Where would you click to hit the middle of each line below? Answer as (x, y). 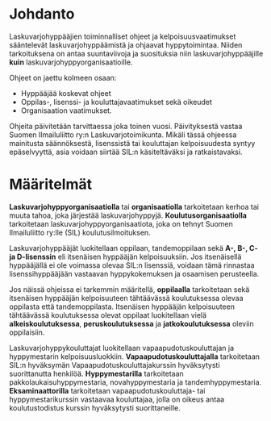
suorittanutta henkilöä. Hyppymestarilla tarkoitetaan (96, 373)
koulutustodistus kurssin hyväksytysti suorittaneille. (95, 407)
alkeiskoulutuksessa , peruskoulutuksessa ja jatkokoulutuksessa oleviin (132, 323)
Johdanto (42, 14)
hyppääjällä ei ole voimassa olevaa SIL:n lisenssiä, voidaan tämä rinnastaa (132, 265)
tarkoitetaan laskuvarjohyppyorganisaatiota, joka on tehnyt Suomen (121, 223)
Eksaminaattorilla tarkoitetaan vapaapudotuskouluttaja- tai (107, 390)
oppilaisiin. (27, 332)
